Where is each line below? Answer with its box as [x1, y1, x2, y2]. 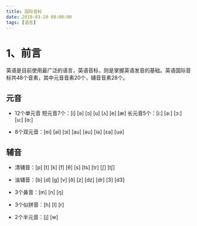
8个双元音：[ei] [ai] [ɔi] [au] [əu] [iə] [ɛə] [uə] [14, 128, 124, 135]
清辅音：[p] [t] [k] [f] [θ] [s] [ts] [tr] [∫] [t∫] [14, 163, 116, 170]
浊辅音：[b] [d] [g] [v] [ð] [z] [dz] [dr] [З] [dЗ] [14, 176, 125, 183]
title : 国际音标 [6, 8, 42, 15]
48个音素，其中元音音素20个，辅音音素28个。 [16, 74, 128, 81]
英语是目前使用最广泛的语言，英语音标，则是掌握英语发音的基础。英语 [6, 67, 176, 74]
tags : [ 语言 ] [6, 19, 36, 25]
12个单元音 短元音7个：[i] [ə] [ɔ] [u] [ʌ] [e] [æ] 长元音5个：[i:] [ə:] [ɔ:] [14, 109, 182, 117]
